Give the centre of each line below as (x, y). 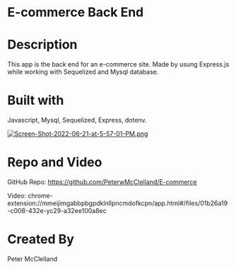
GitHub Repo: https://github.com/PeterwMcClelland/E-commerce (102, 182)
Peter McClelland (33, 258)
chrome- (40, 196)
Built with (36, 101)
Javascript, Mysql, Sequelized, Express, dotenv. (77, 120)
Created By (41, 240)
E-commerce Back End (76, 12)
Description (42, 45)
